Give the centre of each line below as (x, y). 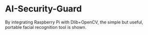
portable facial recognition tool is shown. (46, 27)
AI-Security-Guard (43, 9)
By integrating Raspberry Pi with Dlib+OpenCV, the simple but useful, (74, 22)
